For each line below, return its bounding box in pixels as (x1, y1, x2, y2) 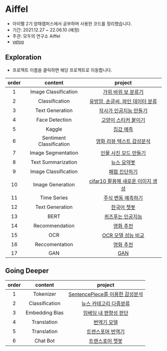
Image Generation (33, 181, 75, 188)
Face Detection (36, 116, 72, 123)
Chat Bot (34, 337, 55, 344)
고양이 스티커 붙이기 (101, 116, 146, 123)
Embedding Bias (25, 309, 64, 316)
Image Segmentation (29, 149, 79, 156)
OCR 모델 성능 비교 (102, 232, 145, 239)
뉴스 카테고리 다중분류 (81, 300, 130, 307)
